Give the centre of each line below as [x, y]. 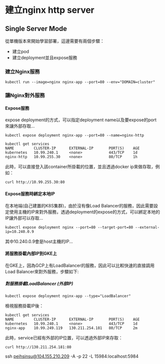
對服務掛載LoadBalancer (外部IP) [39, 284]
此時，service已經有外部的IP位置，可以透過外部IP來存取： [64, 337]
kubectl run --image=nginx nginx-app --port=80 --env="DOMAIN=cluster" [80, 82]
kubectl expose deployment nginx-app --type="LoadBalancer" [68, 296]
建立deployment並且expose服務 [45, 58]
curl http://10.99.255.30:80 [35, 182]
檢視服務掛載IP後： [24, 305]
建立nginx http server [50, 10]
